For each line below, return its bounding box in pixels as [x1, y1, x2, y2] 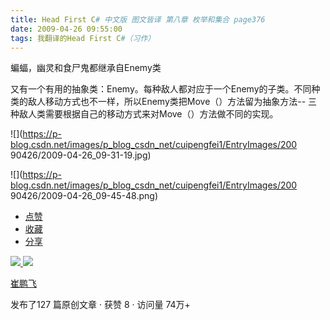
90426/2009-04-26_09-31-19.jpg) [10, 149, 152, 161]
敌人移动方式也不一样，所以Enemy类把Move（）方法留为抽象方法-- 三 [27, 96, 318, 108]
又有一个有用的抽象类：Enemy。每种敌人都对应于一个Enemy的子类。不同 [10, 83, 312, 95]
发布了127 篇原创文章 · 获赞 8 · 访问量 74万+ [10, 299, 191, 311]
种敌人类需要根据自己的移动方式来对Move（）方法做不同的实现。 [10, 108, 279, 120]
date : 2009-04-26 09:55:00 [10, 24, 123, 34]
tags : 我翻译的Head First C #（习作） [10, 33, 156, 43]
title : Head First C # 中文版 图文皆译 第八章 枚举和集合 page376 [10, 14, 266, 25]
